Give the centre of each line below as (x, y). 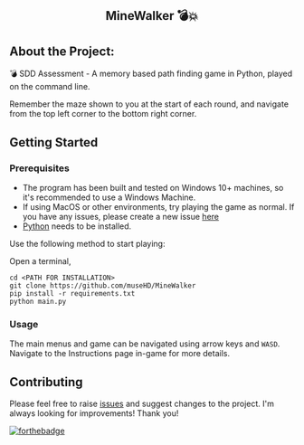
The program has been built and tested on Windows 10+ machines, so (153, 187)
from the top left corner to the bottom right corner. (103, 114)
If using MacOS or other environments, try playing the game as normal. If (158, 206)
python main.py (38, 301)
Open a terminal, (40, 260)
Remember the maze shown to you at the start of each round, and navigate (149, 104)
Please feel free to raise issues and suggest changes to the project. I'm (142, 403)
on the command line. (50, 87)
